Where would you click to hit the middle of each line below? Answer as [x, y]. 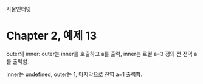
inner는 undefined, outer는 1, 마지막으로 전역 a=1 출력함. [74, 74]
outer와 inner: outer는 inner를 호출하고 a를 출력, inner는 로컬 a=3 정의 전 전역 [99, 54]
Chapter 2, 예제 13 [52, 36]
